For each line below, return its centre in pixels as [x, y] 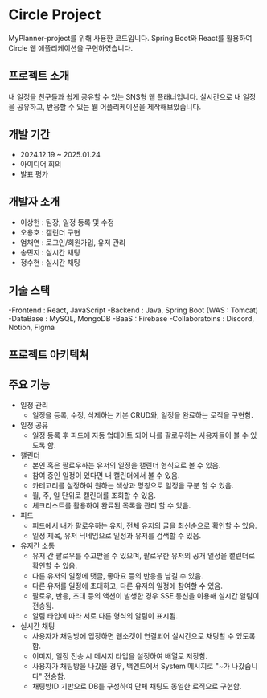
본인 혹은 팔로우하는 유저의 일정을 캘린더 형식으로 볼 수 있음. [126, 465]
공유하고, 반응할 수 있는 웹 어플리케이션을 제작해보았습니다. [109, 107]
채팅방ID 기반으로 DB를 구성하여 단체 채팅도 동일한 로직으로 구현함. [137, 686]
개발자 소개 [34, 201]
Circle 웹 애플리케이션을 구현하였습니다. [71, 48]
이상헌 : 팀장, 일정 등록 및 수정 [67, 222]
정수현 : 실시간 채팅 [50, 263]
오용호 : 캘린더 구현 [50, 233]
